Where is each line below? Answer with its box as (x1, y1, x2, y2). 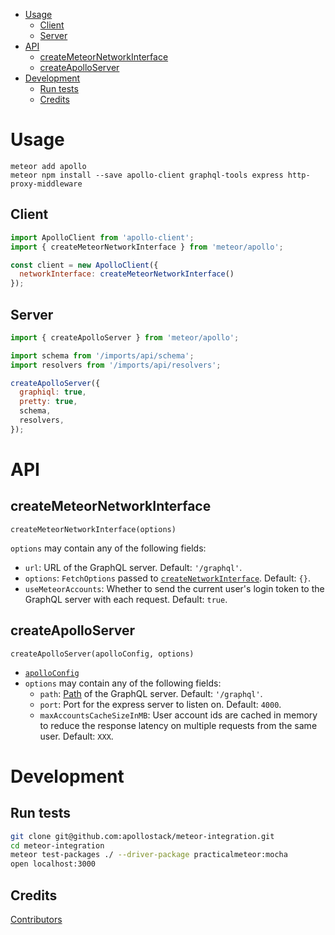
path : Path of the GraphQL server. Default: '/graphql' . (39, 687, 263, 699)
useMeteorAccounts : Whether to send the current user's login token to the (24, 582, 325, 594)
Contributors (10, 913, 63, 925)
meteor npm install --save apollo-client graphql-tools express (10, 170, 284, 180)
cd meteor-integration (10, 840, 105, 851)
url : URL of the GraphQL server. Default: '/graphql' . (24, 561, 243, 573)
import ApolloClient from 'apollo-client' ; (10, 232, 195, 243)
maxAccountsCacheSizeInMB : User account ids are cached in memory (39, 709, 318, 721)
